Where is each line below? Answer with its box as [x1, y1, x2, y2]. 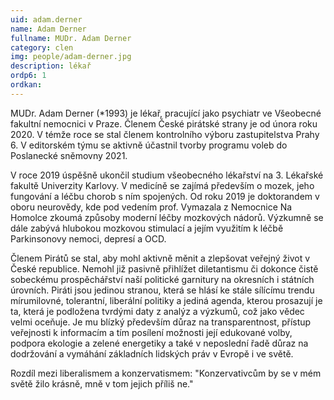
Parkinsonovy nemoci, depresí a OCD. [10, 232, 167, 245]
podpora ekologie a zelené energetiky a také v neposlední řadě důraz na [10, 337, 309, 349]
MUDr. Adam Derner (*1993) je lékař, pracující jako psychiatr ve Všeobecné [10, 107, 322, 119]
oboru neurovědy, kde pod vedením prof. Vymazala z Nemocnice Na [10, 201, 293, 213]
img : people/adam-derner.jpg [10, 52, 132, 62]
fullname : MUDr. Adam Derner [10, 33, 132, 43]
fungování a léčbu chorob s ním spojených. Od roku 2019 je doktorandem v [10, 190, 320, 202]
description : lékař [10, 61, 92, 71]
